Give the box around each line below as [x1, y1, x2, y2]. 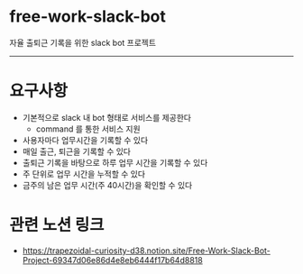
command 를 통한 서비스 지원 [35, 123, 142, 134]
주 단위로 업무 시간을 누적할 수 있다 [22, 169, 146, 179]
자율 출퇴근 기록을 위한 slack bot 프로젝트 [9, 37, 156, 48]
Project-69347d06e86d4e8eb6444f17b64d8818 [22, 254, 203, 265]
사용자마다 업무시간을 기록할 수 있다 [22, 134, 149, 145]
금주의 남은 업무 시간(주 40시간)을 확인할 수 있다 [22, 179, 193, 190]
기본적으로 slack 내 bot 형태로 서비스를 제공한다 [22, 112, 192, 123]
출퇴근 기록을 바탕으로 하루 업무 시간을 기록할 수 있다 [22, 157, 208, 168]
